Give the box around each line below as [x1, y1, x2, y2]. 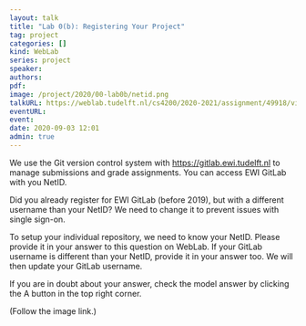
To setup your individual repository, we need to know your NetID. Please [9, 231, 280, 242]
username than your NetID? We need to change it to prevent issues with [9, 204, 280, 215]
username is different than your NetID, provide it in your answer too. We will [9, 250, 293, 261]
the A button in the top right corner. [9, 288, 142, 299]
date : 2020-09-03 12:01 [9, 124, 100, 133]
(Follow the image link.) [9, 305, 97, 316]
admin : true [9, 132, 55, 142]
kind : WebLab [9, 47, 59, 57]
